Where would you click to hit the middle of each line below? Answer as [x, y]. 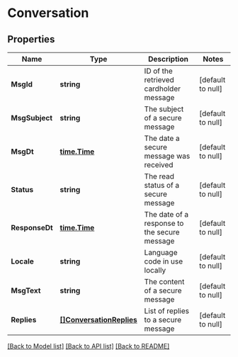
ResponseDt [32, 228]
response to [164, 223]
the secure [162, 232]
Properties [31, 39]
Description [168, 59]
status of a [162, 185]
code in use [164, 261]
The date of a [166, 214]
